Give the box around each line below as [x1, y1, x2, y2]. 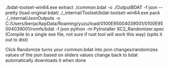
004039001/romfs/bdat [5, 26, 54, 32]
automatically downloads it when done [5, 57, 87, 63]
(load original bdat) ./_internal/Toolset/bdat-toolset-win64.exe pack [19, 10, 160, 16]
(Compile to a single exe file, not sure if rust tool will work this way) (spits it [5, 31, 163, 37]
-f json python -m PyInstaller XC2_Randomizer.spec [55, 26, 164, 32]
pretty [5, 10, 18, 16]
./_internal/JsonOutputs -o [5, 15, 61, 21]
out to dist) [5, 37, 29, 43]
